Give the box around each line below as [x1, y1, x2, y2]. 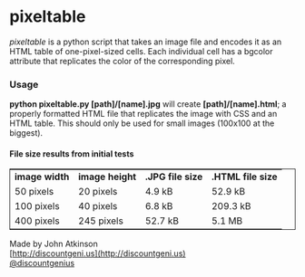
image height [78, 170, 137, 183]
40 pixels [78, 200, 118, 213]
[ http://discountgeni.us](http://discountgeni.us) [9, 248, 186, 259]
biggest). [9, 128, 44, 138]
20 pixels [78, 186, 118, 198]
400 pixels [15, 215, 61, 227]
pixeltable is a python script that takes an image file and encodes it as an [9, 36, 282, 47]
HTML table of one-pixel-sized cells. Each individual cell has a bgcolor [9, 45, 274, 56]
